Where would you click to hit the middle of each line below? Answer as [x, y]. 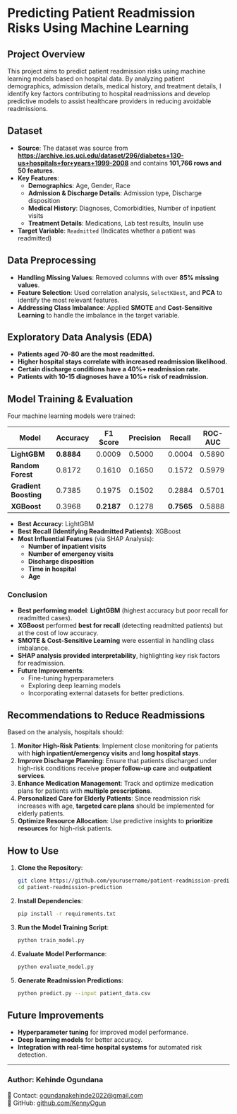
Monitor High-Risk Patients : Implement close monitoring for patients [118, 746]
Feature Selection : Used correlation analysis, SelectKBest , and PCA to [120, 292]
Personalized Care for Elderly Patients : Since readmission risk [109, 799]
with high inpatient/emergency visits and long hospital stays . [109, 753]
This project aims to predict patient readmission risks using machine [107, 71]
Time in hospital [52, 569]
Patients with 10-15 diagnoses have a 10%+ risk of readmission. [113, 377]
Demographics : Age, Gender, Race [79, 185]
